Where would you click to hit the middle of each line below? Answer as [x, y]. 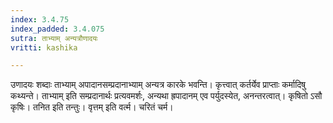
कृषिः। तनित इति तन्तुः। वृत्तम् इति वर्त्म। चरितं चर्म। [92, 107]
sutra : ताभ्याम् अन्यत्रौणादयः [54, 38]
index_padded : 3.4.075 [57, 29]
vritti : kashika [44, 47]
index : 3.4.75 [40, 19]
